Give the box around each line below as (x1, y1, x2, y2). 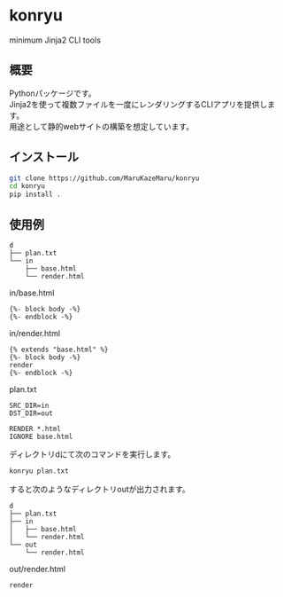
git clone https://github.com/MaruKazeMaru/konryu (9, 174, 200, 183)
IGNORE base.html (9, 432, 73, 441)
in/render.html (9, 328, 60, 338)
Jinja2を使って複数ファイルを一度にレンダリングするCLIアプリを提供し (9, 98, 268, 109)
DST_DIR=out (9, 409, 53, 418)
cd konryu (9, 182, 46, 191)
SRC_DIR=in (9, 401, 50, 410)
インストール (9, 150, 80, 165)
